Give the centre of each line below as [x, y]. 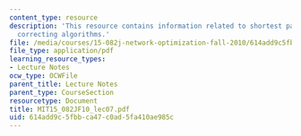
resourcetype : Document [54, 101]
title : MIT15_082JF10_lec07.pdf [69, 109]
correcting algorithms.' [64, 34]
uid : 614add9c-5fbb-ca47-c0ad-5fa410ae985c [92, 117]
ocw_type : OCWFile [43, 76]
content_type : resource [54, 17]
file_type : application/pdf [62, 51]
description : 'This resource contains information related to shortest [146, 26]
